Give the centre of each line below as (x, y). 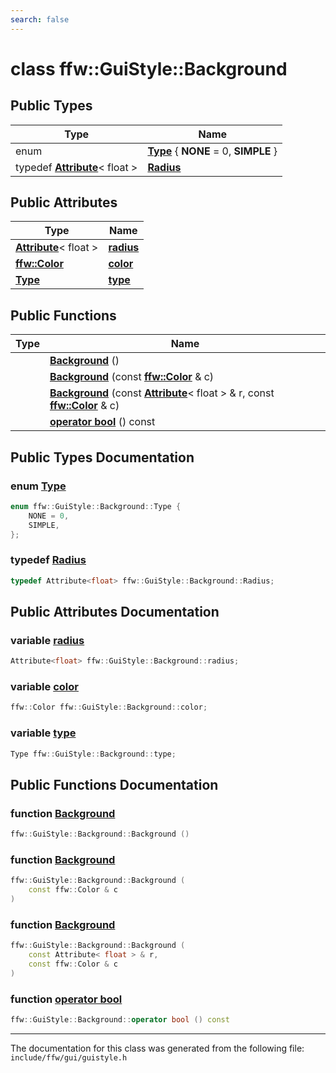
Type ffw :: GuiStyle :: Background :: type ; (93, 754)
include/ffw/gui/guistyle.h (69, 1057)
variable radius (47, 640)
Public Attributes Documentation (115, 612)
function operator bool (66, 999)
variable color (44, 687)
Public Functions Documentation (114, 784)
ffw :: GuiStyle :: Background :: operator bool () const (120, 1020)
